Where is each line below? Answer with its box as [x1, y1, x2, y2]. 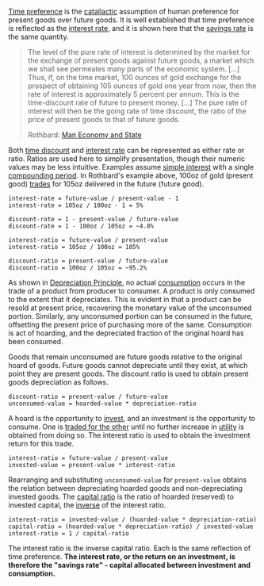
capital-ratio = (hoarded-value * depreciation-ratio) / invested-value [8, 523, 254, 530]
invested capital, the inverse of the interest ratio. [8, 500, 166, 510]
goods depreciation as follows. [8, 377, 109, 387]
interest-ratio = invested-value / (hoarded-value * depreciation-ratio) [8, 515, 258, 523]
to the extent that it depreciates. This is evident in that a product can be [8, 295, 242, 304]
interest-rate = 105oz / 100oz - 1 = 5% [8, 201, 144, 209]
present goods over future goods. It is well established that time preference [8, 15, 255, 25]
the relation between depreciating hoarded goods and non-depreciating [8, 484, 243, 492]
